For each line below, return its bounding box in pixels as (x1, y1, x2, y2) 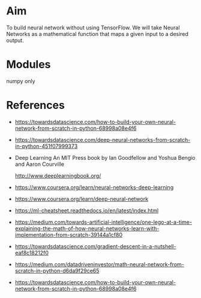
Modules (6, 58, 51, 71)
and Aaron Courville (14, 160, 65, 168)
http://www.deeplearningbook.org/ (14, 172, 101, 179)
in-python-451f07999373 (14, 142, 78, 150)
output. (6, 37, 24, 44)
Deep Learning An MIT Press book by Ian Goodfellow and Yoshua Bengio (14, 154, 196, 161)
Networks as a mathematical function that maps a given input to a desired (6, 30, 189, 37)
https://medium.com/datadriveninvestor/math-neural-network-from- (14, 260, 184, 267)
